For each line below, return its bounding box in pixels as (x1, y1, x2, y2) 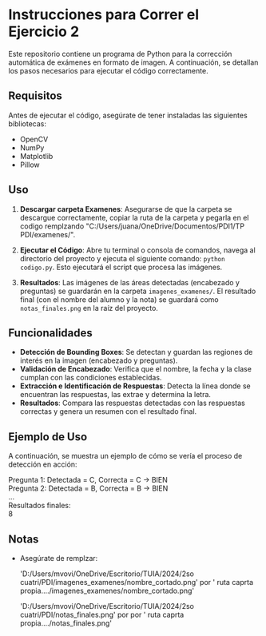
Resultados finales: (8, 501, 71, 511)
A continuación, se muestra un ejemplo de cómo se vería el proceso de (8, 451, 243, 461)
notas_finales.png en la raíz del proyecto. (19, 303, 158, 312)
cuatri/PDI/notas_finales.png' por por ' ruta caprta (19, 610, 185, 619)
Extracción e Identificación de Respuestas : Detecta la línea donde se (19, 381, 251, 391)
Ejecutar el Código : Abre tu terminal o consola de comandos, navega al (19, 245, 256, 255)
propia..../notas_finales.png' (19, 618, 113, 628)
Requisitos (8, 89, 62, 103)
